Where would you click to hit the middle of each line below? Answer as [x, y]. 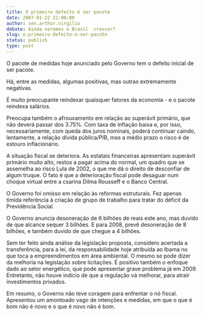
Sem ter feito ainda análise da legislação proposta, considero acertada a [97, 243]
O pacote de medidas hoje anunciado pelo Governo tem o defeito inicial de [100, 63]
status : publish [27, 40]
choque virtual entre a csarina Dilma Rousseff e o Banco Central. [87, 181]
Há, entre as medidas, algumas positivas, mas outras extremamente [91, 81]
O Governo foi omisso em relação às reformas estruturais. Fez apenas [94, 193]
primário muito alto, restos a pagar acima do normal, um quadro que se [95, 162]
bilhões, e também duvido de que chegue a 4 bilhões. [74, 231]
